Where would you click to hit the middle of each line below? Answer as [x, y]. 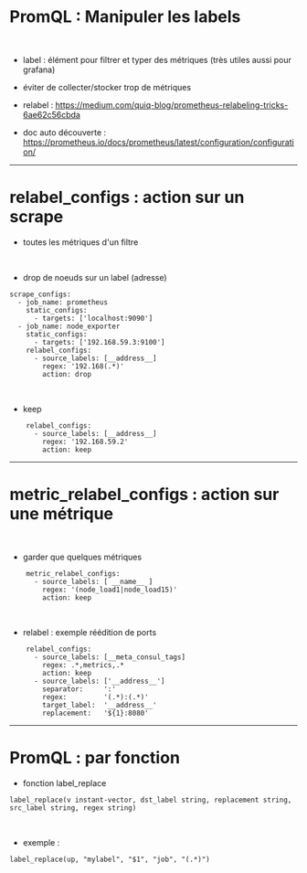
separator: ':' [79, 689]
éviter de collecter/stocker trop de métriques [107, 87]
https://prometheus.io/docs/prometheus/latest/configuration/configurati [158, 142]
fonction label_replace [64, 783]
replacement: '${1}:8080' [95, 713]
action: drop [67, 374]
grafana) [39, 69]
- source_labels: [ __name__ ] [93, 581]
